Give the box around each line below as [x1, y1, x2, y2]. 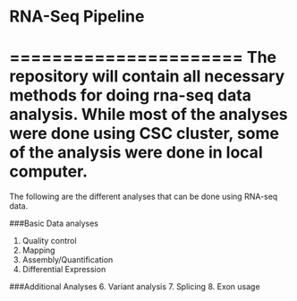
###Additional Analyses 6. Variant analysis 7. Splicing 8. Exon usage [9, 281, 261, 292]
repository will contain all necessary [9, 66, 285, 87]
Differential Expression [21, 264, 106, 275]
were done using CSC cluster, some [9, 124, 280, 144]
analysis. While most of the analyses [9, 105, 288, 125]
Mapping [21, 245, 55, 256]
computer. [9, 161, 88, 182]
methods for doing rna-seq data [9, 85, 252, 106]
